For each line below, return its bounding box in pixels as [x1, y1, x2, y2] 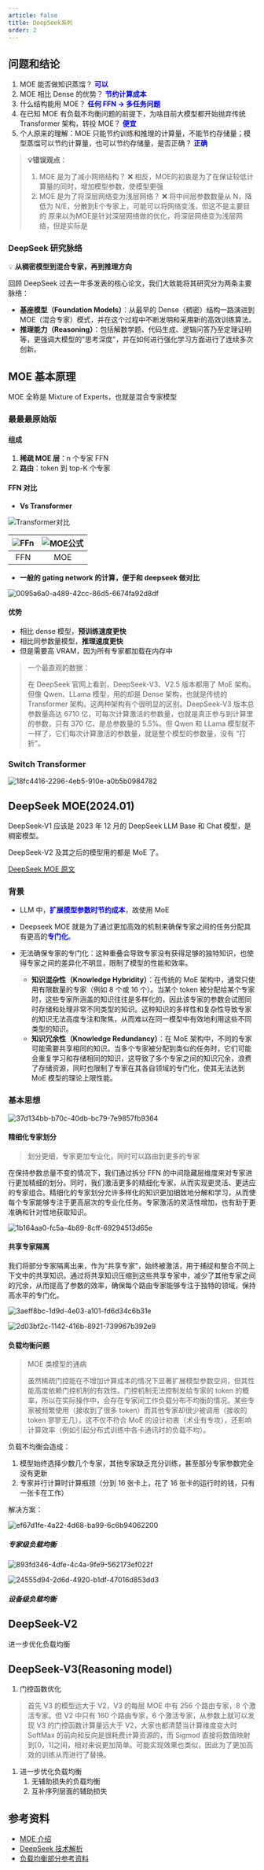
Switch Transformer [8, 758, 86, 769]
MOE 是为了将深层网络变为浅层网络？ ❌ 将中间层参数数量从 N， [38, 192, 246, 201]
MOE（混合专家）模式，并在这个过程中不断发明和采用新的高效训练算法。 [19, 315, 256, 325]
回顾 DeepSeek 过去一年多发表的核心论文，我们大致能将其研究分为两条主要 [8, 278, 252, 288]
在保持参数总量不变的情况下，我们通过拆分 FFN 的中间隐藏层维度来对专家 [8, 1168, 246, 1177]
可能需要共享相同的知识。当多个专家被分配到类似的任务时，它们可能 [31, 1044, 252, 1054]
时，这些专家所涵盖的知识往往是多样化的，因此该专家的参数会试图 [31, 995, 245, 1004]
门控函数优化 [19, 1684, 61, 1694]
